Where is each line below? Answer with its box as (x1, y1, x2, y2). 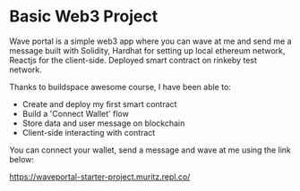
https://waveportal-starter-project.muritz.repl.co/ (9, 171, 191, 182)
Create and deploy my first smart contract (21, 98, 177, 109)
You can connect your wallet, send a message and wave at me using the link (9, 145, 291, 155)
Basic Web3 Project (9, 6, 159, 27)
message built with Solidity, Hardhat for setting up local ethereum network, (9, 45, 286, 55)
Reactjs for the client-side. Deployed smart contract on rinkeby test (9, 54, 258, 65)
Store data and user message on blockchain (21, 118, 185, 129)
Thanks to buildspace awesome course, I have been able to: (9, 81, 231, 92)
